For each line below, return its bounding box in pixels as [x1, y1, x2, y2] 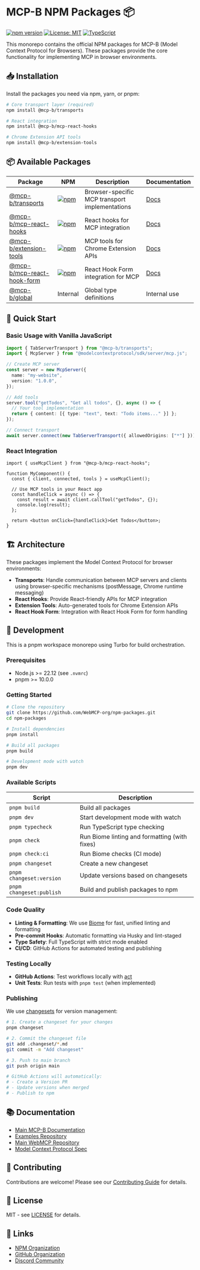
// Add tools [6, 394, 39, 400]
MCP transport [84, 195, 126, 203]
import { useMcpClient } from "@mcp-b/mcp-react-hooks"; [6, 460, 151, 466]
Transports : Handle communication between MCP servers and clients [14, 576, 187, 583]
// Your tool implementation [11, 405, 84, 412]
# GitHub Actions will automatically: [6, 1073, 102, 1079]
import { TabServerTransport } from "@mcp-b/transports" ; [6, 345, 153, 351]
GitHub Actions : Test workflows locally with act [14, 973, 132, 980]
